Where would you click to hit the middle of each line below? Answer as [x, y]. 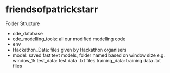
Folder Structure [23, 23]
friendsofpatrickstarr [52, 9]
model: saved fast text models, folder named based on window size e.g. [89, 55]
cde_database [27, 33]
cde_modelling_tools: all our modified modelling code [69, 39]
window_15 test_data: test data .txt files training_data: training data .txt [87, 60]
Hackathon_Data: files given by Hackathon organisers [70, 50]
